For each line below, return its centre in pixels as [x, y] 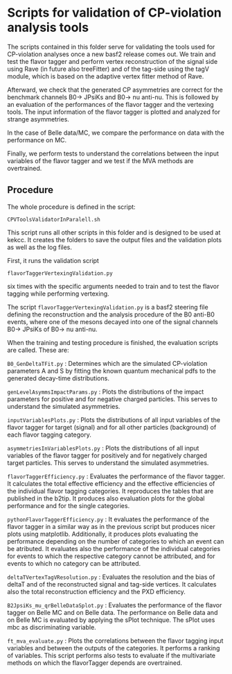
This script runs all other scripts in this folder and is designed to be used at [114, 232]
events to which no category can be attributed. [74, 563]
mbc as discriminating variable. [52, 627]
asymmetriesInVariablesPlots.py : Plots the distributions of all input [103, 448]
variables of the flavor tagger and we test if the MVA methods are [100, 160]
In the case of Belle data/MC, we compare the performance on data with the [116, 133]
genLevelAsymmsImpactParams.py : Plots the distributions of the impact [106, 391]
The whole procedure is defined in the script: [72, 207]
